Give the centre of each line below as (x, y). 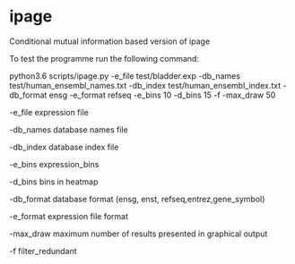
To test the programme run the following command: (104, 58)
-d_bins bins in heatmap (54, 182)
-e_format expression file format (69, 216)
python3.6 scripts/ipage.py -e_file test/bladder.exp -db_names (125, 76)
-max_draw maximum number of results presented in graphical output (139, 234)
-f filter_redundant (43, 251)
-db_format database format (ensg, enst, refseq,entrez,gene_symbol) (137, 199)
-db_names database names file (69, 129)
